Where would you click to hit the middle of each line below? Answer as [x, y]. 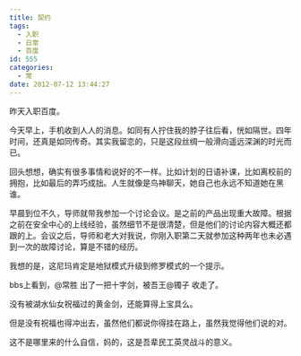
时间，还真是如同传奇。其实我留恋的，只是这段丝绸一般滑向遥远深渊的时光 [146, 141]
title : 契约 [30, 17]
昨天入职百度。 [37, 111]
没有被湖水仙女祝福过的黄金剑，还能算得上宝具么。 [103, 304]
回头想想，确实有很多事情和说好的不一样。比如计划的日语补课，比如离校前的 [150, 171]
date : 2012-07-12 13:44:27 [60, 84]
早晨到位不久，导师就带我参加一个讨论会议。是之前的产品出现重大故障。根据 [150, 213]
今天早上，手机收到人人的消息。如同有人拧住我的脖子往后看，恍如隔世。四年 [150, 130]
